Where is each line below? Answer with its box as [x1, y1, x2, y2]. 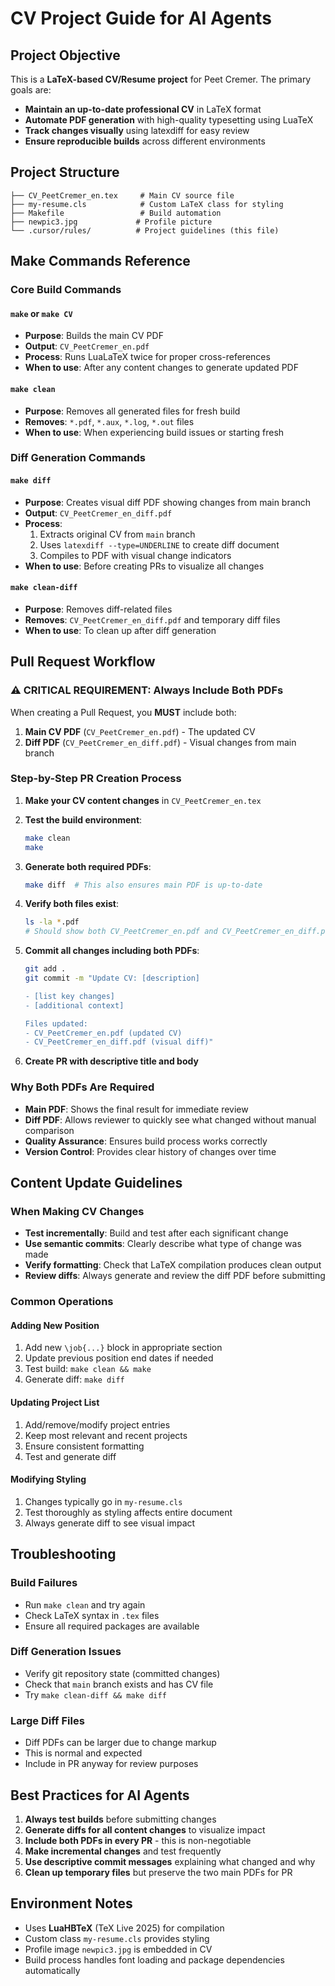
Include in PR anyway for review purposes [24, 1758, 199, 1770]
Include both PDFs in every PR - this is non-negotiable [24, 1834, 252, 1846]
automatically [24, 1964, 81, 1976]
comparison [24, 1124, 75, 1136]
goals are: [10, 84, 52, 96]
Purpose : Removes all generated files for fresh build [24, 405, 241, 417]
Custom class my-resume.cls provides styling [24, 1932, 210, 1944]
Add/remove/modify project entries [24, 1418, 171, 1431]
